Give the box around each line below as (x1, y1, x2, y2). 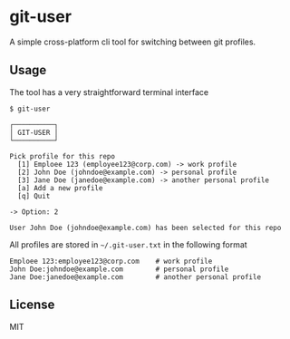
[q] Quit (17, 191, 51, 200)
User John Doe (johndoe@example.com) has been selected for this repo (9, 223, 282, 232)
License (9, 297, 55, 313)
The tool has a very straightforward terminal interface (9, 86, 209, 97)
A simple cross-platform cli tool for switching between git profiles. (9, 36, 256, 47)
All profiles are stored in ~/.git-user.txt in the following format (9, 238, 247, 250)
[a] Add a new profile (17, 183, 103, 192)
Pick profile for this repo (9, 151, 116, 160)
